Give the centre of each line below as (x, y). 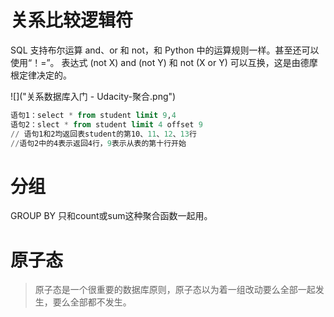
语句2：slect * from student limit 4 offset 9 (106, 124)
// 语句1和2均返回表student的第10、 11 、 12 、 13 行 (103, 134)
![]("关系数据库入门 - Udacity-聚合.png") (93, 96)
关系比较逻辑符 (72, 20)
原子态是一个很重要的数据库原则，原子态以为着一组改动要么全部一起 (175, 290)
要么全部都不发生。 (92, 302)
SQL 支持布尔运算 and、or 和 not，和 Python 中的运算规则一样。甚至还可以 (165, 50)
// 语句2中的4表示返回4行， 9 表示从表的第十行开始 (98, 143)
